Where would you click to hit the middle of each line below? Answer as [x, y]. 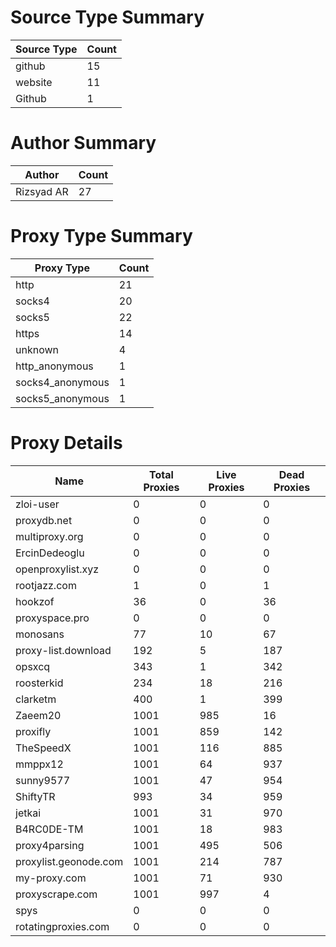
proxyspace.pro [52, 618]
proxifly [33, 731]
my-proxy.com [51, 878]
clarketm [36, 699]
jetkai [28, 813]
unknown [37, 349]
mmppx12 [39, 764]
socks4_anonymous [62, 382]
